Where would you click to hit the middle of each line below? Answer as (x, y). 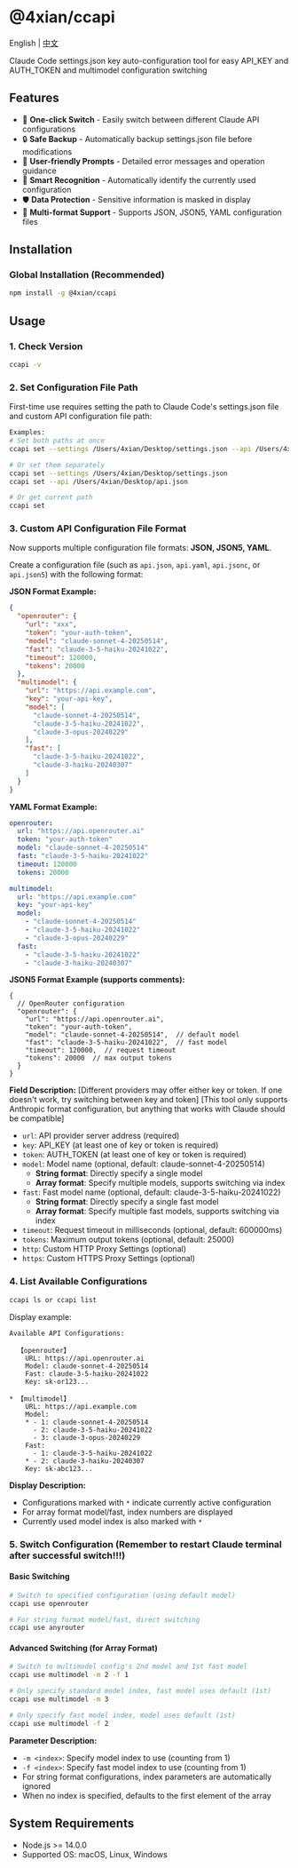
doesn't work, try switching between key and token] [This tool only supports (149, 1100)
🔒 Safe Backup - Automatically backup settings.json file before (137, 139)
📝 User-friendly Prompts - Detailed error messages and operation (143, 161)
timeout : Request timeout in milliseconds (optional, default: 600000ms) (152, 1230)
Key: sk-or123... (57, 1381)
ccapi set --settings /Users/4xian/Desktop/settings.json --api (130, 449)
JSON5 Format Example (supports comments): (97, 980)
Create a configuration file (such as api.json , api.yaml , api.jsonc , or (135, 565)
